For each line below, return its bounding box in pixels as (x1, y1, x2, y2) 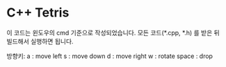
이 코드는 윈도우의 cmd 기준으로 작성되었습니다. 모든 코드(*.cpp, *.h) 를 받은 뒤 (6, 28, 220, 37)
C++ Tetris (6, 5, 70, 21)
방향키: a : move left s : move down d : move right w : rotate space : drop (6, 52, 213, 60)
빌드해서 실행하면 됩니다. (6, 37, 74, 46)
